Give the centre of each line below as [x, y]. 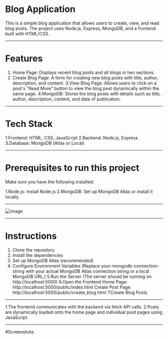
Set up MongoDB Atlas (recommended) [53, 260]
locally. [12, 196]
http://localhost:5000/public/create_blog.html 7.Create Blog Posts [80, 292]
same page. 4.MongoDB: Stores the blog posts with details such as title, [86, 93]
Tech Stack [29, 124]
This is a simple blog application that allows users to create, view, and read [82, 23]
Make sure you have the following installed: [50, 181]
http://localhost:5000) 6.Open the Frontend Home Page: [70, 281]
